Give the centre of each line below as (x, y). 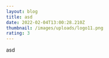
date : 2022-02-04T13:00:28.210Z (45, 22)
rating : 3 (18, 33)
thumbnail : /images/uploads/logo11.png (55, 28)
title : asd (19, 17)
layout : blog (22, 11)
